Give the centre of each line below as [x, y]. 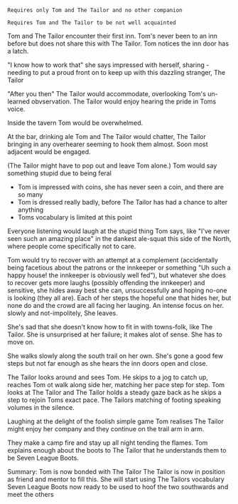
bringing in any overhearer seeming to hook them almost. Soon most [108, 144]
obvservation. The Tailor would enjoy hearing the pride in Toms [124, 101]
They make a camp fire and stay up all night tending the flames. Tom [108, 443]
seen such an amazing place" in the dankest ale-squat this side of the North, [120, 238]
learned [19, 101]
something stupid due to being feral [60, 173]
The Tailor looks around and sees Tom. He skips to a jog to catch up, [108, 377]
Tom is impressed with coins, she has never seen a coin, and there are [120, 187]
